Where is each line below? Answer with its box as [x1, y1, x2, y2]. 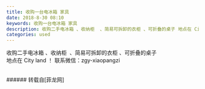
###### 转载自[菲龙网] [6, 76, 65, 84]
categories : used [6, 32, 51, 38]
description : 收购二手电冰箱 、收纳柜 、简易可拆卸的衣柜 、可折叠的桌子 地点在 [6, 26, 192, 32]
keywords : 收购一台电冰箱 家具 [6, 20, 77, 26]
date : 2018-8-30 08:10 [6, 15, 64, 21]
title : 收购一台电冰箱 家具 [6, 9, 70, 15]
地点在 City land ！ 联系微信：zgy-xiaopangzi [6, 57, 120, 64]
